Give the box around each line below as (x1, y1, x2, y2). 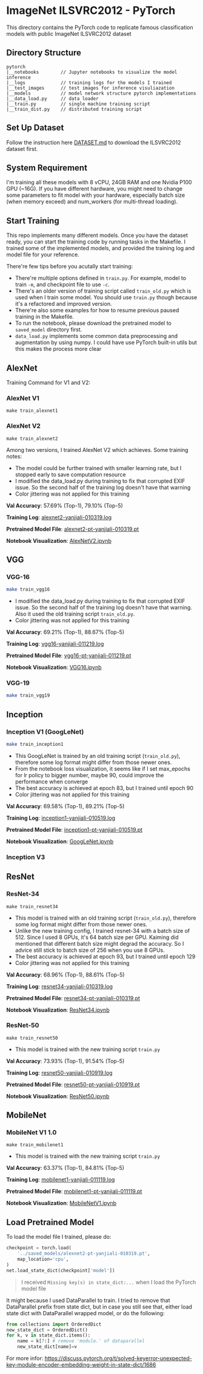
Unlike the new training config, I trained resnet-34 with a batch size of (15, 927, 190, 934)
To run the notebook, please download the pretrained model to (15, 319, 171, 327)
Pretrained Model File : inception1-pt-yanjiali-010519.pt (6, 826, 143, 833)
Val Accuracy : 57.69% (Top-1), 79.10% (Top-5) (6, 502, 123, 509)
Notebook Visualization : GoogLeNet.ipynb (6, 837, 114, 845)
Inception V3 (6, 852, 45, 861)
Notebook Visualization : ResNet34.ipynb (6, 1006, 110, 1014)
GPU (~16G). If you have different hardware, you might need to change (6, 185, 183, 193)
